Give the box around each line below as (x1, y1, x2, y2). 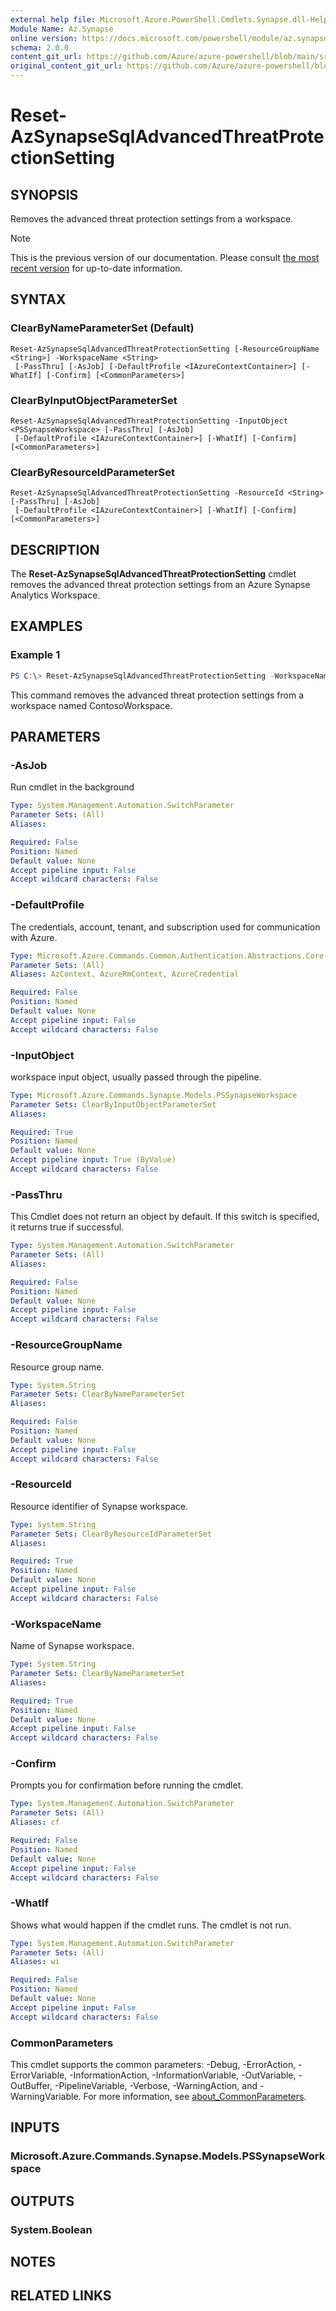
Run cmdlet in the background (10, 781, 135, 793)
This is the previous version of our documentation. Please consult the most (10, 252, 320, 263)
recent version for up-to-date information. (10, 262, 183, 274)
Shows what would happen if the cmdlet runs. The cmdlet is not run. (10, 1919, 292, 1931)
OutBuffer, (10, 2080, 53, 2092)
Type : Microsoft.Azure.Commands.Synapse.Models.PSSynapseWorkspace (10, 1090, 298, 1100)
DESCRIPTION (10, 541, 100, 558)
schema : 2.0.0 (10, 42, 70, 53)
